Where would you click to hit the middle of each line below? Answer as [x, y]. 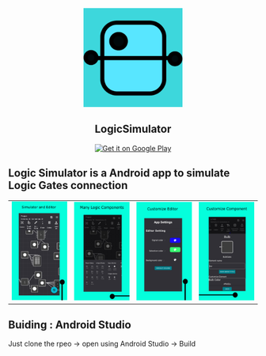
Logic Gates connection [68, 186]
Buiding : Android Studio [70, 325]
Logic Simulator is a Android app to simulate [119, 173]
